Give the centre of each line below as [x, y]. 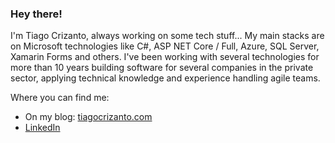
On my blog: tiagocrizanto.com [88, 117]
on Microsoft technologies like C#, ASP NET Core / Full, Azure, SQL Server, [165, 46]
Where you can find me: [60, 98]
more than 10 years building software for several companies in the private [162, 68]
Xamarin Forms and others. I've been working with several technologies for [165, 57]
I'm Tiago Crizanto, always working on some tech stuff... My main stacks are [167, 36]
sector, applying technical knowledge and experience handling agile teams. [165, 78]
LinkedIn [42, 128]
